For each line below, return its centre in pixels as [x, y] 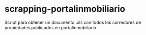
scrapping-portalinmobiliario [65, 9]
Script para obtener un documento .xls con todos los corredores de [73, 22]
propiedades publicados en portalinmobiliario [50, 27]
